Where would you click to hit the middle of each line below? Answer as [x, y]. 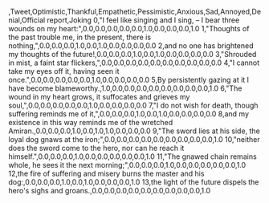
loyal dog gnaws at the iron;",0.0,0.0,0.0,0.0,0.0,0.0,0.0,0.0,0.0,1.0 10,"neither [134, 139]
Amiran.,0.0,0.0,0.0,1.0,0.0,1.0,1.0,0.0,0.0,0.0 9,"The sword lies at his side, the [134, 131]
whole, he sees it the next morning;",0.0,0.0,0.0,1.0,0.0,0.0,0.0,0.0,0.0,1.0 [127, 165]
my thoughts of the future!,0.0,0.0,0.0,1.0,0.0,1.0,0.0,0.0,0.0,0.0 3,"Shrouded [132, 54]
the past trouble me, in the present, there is [79, 37]
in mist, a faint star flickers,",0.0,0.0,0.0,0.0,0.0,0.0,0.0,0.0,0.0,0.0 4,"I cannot [134, 63]
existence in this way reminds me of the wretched [91, 122]
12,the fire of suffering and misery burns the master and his [106, 173]
